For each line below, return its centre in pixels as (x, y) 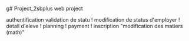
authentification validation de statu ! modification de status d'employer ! (93, 20)
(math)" (15, 32)
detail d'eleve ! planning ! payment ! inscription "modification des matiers (94, 26)
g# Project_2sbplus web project (45, 8)
